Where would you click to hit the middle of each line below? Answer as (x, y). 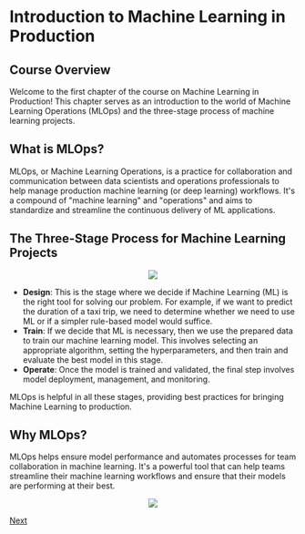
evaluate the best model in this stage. (93, 359)
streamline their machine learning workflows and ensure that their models (148, 477)
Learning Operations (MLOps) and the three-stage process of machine (142, 111)
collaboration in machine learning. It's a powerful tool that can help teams (147, 467)
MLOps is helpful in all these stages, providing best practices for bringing (147, 396)
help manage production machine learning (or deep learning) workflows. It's (152, 190)
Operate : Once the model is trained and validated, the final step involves (158, 369)
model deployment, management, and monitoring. (117, 379)
